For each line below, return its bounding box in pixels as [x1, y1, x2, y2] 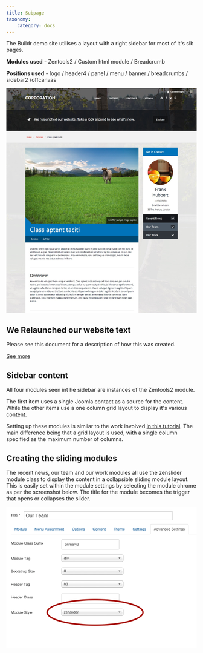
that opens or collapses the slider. [6, 495, 91, 502]
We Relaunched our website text [6, 325, 131, 335]
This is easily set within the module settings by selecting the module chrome [6, 482, 196, 489]
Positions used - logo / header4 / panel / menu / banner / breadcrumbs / [6, 70, 188, 77]
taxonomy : [6, 16, 31, 22]
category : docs [17, 22, 56, 28]
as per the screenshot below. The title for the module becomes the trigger [6, 488, 190, 496]
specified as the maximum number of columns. [6, 436, 124, 443]
